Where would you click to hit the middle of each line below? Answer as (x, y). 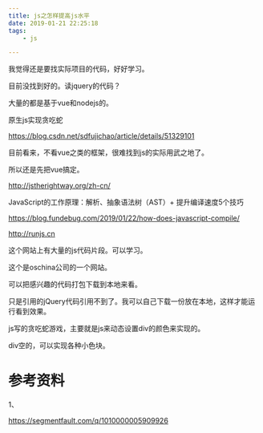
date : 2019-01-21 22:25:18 (53, 23)
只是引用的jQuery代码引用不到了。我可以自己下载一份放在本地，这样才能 (128, 301)
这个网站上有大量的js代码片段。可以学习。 (78, 250)
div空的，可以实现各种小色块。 (59, 346)
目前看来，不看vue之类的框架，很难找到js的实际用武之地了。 (109, 152)
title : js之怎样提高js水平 (49, 16)
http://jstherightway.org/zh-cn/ (59, 186)
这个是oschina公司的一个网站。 (60, 267)
